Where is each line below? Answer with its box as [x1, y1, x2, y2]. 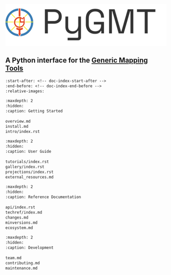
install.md [5, 124, 29, 129]
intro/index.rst [5, 129, 40, 134]
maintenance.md [5, 265, 38, 271]
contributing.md [5, 260, 40, 266]
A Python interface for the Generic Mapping [5, 56, 148, 65]
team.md [5, 255, 22, 261]
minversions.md [5, 220, 38, 225]
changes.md [5, 215, 29, 220]
